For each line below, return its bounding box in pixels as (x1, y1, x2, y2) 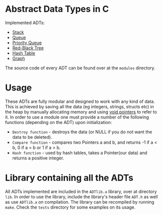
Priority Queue (12, 39, 42, 45)
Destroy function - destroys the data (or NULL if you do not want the (12, 129, 152, 135)
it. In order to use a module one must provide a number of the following (5, 114, 149, 120)
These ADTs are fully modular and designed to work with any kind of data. (5, 98, 155, 104)
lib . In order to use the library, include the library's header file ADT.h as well (5, 193, 158, 200)
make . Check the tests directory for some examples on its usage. (5, 204, 136, 210)
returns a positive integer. (12, 155, 64, 161)
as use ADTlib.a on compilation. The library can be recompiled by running (5, 199, 155, 205)
